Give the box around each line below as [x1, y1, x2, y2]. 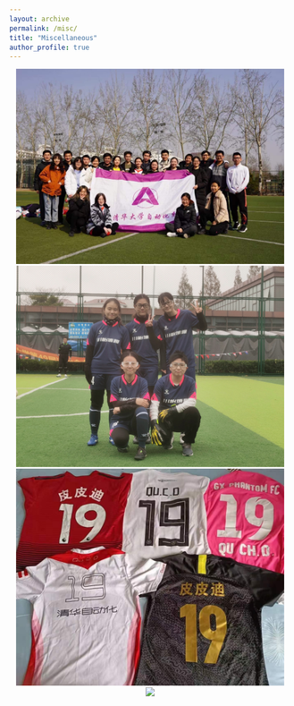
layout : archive [9, 14, 70, 23]
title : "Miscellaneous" [9, 33, 98, 42]
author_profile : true [9, 43, 90, 52]
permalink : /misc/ [9, 23, 78, 33]
